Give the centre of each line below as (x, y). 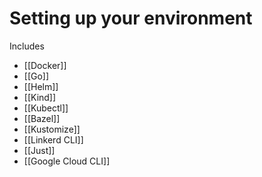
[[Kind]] (40, 97)
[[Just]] (39, 150)
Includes (27, 46)
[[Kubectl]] (46, 108)
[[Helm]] (41, 86)
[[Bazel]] (42, 118)
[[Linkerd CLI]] (53, 139)
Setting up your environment (131, 18)
